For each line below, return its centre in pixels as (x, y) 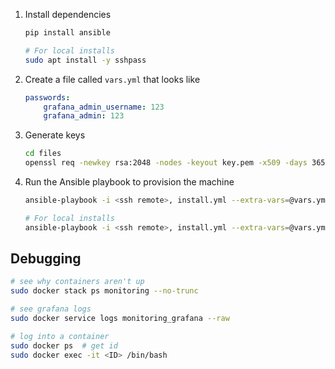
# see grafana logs (51, 309)
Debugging (46, 259)
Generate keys (55, 135)
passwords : (47, 97)
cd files (43, 154)
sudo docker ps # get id (64, 345)
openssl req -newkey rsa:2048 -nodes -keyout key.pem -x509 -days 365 (175, 163)
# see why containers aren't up (77, 282)
